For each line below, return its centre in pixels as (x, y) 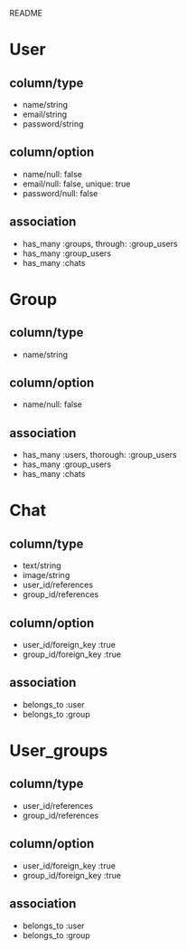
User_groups (59, 751)
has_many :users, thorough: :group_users (100, 455)
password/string (53, 124)
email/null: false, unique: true (76, 184)
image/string (46, 575)
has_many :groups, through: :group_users (100, 243)
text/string (42, 565)
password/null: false (60, 193)
